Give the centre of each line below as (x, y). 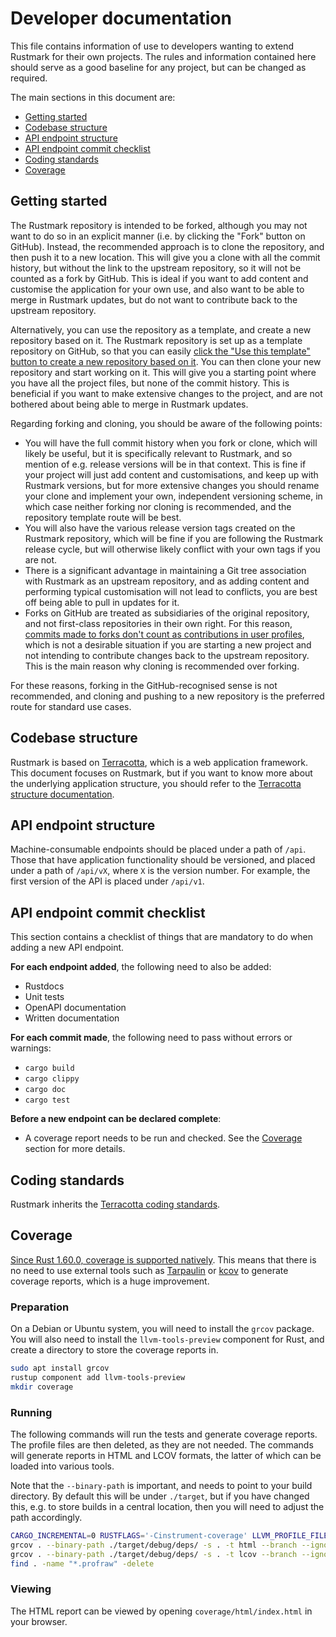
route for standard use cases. (71, 706)
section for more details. (75, 1149)
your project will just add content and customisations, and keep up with (171, 474)
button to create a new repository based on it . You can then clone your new (166, 361)
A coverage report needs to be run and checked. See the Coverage (163, 1138)
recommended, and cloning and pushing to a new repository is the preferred (167, 696)
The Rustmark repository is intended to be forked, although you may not (159, 225)
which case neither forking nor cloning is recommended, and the (158, 506)
